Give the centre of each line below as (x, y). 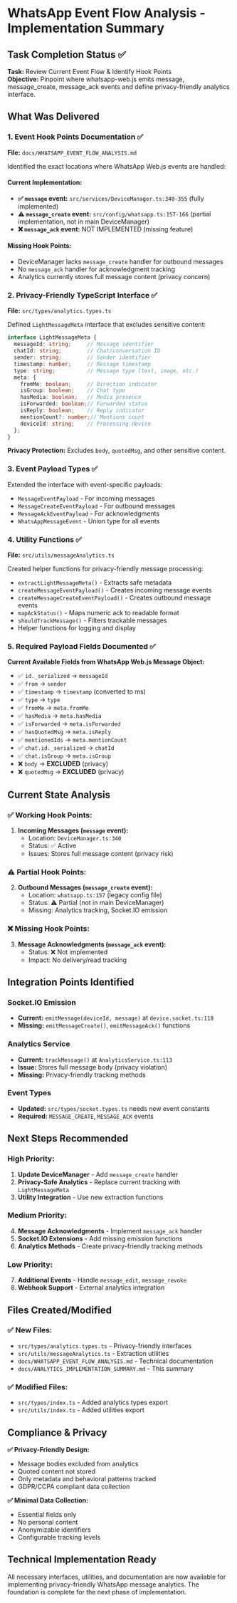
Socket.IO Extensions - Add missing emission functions (100, 1238)
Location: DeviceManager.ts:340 (75, 837)
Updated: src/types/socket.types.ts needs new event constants (114, 1108)
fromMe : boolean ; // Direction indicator (89, 384)
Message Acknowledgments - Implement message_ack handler (110, 1231)
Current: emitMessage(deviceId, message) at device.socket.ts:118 (116, 1018)
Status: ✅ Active (52, 845)
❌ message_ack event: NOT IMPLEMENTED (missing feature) (105, 229)
